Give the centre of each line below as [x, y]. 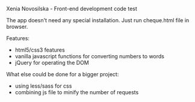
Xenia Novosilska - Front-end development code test [72, 9]
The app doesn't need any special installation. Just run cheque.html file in [98, 20]
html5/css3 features [40, 50]
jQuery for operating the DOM [52, 63]
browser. [17, 27]
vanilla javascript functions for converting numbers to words [89, 56]
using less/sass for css [43, 86]
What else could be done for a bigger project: [63, 74]
